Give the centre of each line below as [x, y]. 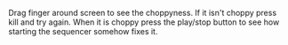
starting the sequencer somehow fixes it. [83, 31]
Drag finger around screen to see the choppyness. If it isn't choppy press [143, 13]
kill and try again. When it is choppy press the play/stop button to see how [144, 22]
